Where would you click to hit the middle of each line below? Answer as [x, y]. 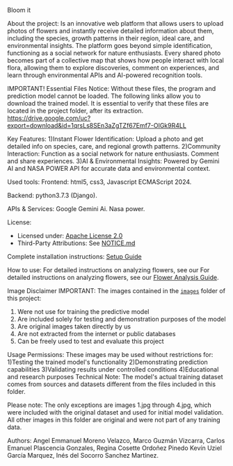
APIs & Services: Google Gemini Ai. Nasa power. [76, 209]
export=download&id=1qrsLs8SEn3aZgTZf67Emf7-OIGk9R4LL [97, 125]
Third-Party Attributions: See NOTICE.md [76, 243]
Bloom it [19, 10]
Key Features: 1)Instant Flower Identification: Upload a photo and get [105, 139]
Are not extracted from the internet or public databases [96, 334]
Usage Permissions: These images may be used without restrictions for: [110, 355]
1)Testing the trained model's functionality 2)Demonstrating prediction [108, 362]
